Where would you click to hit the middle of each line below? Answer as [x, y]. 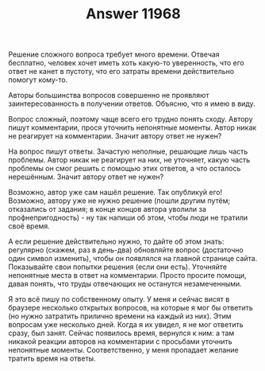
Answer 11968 [133, 14]
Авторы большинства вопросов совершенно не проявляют [109, 96]
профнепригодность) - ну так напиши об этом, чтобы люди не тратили [128, 218]
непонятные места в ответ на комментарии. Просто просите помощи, [128, 275]
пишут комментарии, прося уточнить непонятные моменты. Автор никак [132, 127]
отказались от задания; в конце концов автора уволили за [107, 209]
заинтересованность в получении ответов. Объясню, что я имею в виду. [132, 103]
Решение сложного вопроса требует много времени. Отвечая [114, 55]
